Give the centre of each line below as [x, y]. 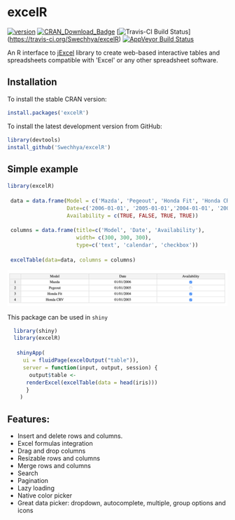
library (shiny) [36, 331]
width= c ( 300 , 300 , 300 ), [114, 238]
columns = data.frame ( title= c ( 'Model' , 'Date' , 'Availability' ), [107, 231]
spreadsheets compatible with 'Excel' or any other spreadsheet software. [113, 60]
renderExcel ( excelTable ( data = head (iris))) [92, 383]
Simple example [43, 169]
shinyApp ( [31, 353]
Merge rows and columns [54, 466]
